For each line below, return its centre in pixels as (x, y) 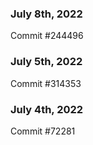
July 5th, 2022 (46, 62)
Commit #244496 (47, 36)
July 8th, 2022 (46, 14)
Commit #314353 (46, 83)
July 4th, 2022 (47, 109)
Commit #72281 (43, 131)
